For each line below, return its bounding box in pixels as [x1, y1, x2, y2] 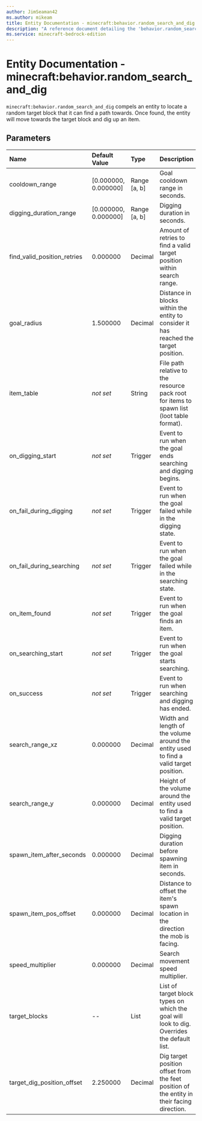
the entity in [159, 1090, 194, 1098]
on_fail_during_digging [9, 506, 73, 515]
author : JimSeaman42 [6, 8, 58, 15]
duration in [159, 209, 190, 217]
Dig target [159, 1052, 188, 1060]
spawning [159, 854, 188, 863]
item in [159, 862, 179, 870]
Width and [159, 714, 189, 722]
